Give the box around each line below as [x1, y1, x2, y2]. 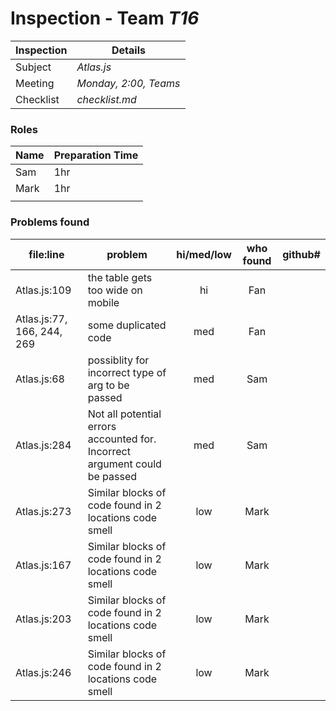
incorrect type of [87, 365, 167, 379]
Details [111, 43, 146, 57]
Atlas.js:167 [15, 558, 72, 572]
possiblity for [87, 353, 150, 367]
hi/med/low [176, 247, 232, 261]
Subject [15, 60, 52, 74]
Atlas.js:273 [15, 504, 72, 518]
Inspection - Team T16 [10, 7, 200, 30]
